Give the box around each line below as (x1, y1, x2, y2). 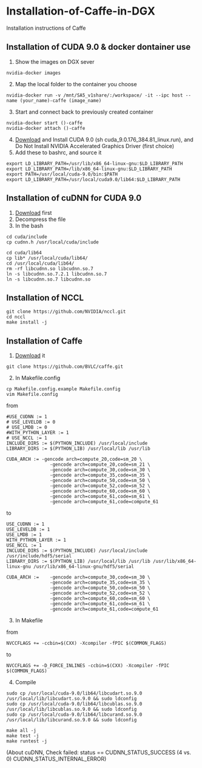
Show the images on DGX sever (15, 58, 95, 65)
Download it (15, 352, 45, 359)
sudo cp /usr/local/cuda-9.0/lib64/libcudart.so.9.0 (6, 690, 143, 696)
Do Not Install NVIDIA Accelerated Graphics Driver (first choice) (15, 142, 175, 149)
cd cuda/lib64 (6, 250, 42, 256)
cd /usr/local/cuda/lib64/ (6, 260, 75, 267)
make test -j (6, 733, 39, 739)
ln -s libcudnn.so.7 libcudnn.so (6, 276, 91, 282)
